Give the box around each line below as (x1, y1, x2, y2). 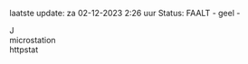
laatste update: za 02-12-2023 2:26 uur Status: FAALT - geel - (9, 8, 241, 18)
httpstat (9, 44, 39, 55)
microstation (9, 35, 56, 45)
